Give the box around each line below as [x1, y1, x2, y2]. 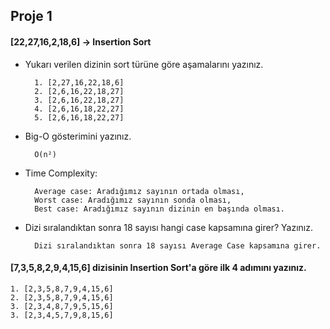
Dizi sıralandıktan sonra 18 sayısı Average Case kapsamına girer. [34, 240, 322, 251]
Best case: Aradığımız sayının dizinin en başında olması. [34, 204, 286, 214]
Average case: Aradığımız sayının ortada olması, [34, 186, 245, 196]
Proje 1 [10, 8, 53, 25]
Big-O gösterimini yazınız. [24, 130, 132, 142]
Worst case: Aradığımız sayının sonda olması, [34, 195, 232, 205]
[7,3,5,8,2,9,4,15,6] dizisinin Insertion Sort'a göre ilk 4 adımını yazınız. [10, 262, 307, 274]
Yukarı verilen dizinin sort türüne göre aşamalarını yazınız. [24, 58, 264, 70]
